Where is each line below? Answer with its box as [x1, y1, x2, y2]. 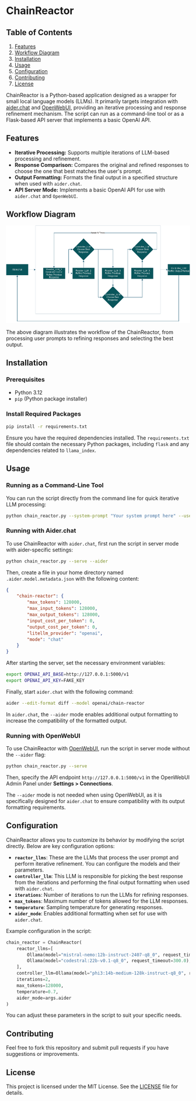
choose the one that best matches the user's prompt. [14, 167, 143, 174]
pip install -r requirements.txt [6, 423, 87, 430]
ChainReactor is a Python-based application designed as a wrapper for [6, 92, 177, 98]
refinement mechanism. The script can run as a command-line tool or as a [6, 110, 184, 117]
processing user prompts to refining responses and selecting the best [6, 335, 174, 342]
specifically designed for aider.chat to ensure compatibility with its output [6, 797, 185, 804]
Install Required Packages [6, 410, 82, 418]
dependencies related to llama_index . [6, 447, 96, 454]
